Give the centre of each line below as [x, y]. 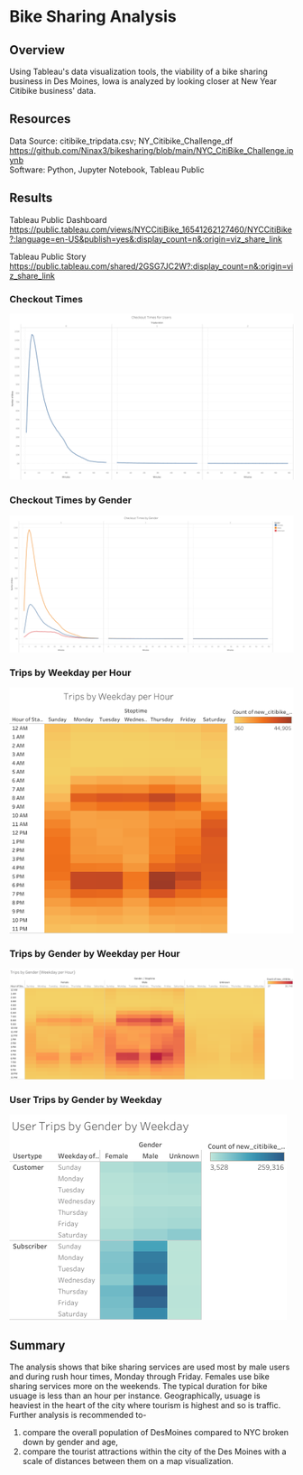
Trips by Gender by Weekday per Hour [95, 953]
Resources [40, 119]
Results [31, 198]
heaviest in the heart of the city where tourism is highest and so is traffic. [145, 1405]
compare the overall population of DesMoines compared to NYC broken [156, 1433]
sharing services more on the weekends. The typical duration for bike [138, 1387]
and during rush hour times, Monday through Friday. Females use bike [140, 1377]
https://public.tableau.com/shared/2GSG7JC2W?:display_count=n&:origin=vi [151, 266]
